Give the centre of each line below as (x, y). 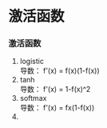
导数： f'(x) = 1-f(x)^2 (55, 90)
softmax (33, 98)
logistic (32, 62)
